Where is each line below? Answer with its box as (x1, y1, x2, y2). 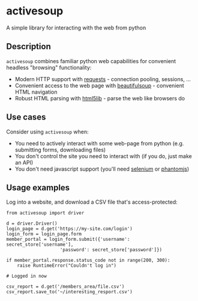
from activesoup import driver (6, 210, 85, 216)
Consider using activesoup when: (6, 128, 89, 135)
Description (6, 41, 51, 52)
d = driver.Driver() (6, 220, 58, 227)
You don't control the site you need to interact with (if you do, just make (14, 152, 192, 160)
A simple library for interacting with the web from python (6, 24, 146, 31)
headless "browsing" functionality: (6, 64, 92, 71)
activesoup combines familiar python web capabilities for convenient (6, 57, 176, 64)
